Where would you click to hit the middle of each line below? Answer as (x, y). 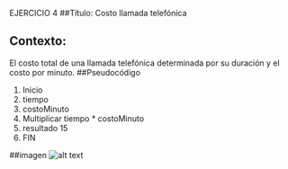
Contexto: (38, 41)
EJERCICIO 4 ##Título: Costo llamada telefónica (98, 13)
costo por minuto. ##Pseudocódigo (75, 72)
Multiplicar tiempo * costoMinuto (83, 118)
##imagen (28, 155)
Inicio (32, 90)
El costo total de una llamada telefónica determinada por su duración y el (145, 63)
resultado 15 (45, 128)
